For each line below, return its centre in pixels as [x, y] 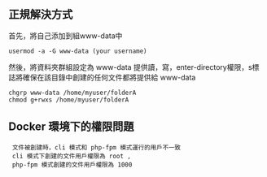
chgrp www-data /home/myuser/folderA [72, 93]
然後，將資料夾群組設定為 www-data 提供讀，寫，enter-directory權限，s [130, 67]
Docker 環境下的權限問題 [71, 127]
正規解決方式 [41, 15]
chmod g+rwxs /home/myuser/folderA [69, 100]
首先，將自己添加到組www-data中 [66, 36]
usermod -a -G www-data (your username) [78, 51]
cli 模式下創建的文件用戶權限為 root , [72, 156]
